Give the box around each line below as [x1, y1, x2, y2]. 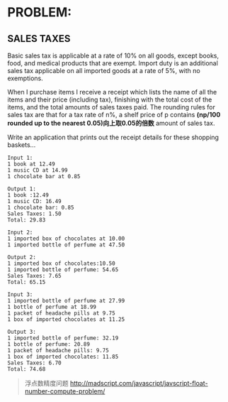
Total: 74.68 [7, 366, 46, 373]
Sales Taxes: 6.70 [7, 359, 62, 366]
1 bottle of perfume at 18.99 [7, 303, 97, 310]
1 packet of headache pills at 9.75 [7, 310, 115, 317]
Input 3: [7, 291, 33, 298]
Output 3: [7, 328, 37, 335]
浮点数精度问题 [24, 379, 69, 387]
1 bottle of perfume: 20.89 [7, 341, 91, 348]
